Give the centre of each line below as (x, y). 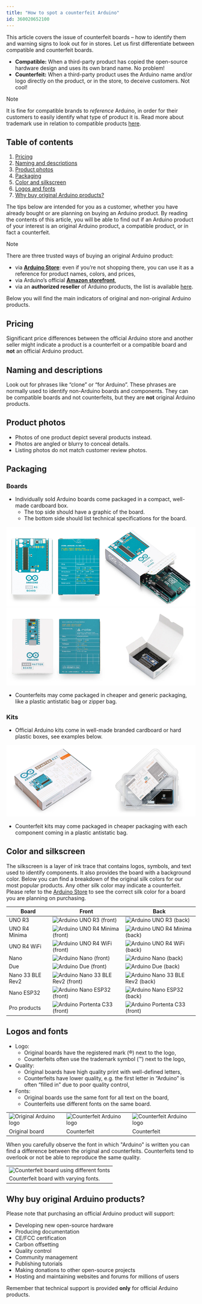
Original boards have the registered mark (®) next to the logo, (100, 1053)
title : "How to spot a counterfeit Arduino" (63, 13)
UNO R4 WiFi (25, 947)
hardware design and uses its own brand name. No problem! (90, 68)
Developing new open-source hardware (64, 1225)
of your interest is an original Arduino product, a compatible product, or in (97, 226)
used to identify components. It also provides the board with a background (99, 872)
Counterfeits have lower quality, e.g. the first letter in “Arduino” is (104, 1078)
